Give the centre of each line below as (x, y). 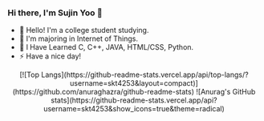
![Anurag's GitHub (225, 92)
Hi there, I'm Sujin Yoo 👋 (55, 13)
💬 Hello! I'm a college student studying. (84, 30)
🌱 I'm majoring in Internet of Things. (78, 38)
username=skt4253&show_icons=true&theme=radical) (134, 109)
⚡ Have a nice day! (50, 56)
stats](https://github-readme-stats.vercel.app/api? (134, 100)
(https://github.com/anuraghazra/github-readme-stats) (103, 92)
